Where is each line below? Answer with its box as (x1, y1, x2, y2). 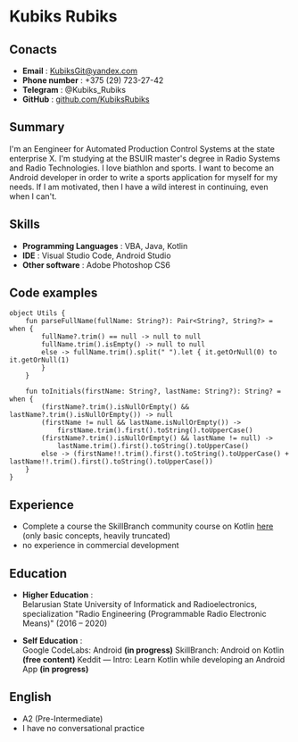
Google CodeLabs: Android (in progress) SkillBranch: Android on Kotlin (21, 645, 285, 655)
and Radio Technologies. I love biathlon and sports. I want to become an (9, 163, 275, 173)
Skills (9, 217, 40, 232)
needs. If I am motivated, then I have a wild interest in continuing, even (9, 181, 269, 192)
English (9, 689, 52, 704)
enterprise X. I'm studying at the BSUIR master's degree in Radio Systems (9, 153, 281, 163)
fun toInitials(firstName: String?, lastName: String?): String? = (25, 387, 281, 396)
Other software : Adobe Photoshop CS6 (21, 259, 171, 270)
